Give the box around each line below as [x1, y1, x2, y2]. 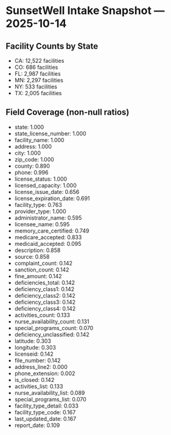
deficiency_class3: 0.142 [14, 298, 76, 306]
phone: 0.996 [14, 168, 49, 176]
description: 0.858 [14, 246, 61, 254]
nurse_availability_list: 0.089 [14, 389, 85, 397]
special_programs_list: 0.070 [14, 395, 86, 403]
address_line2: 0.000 [14, 363, 68, 370]
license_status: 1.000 [14, 175, 68, 182]
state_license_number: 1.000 [14, 129, 86, 137]
